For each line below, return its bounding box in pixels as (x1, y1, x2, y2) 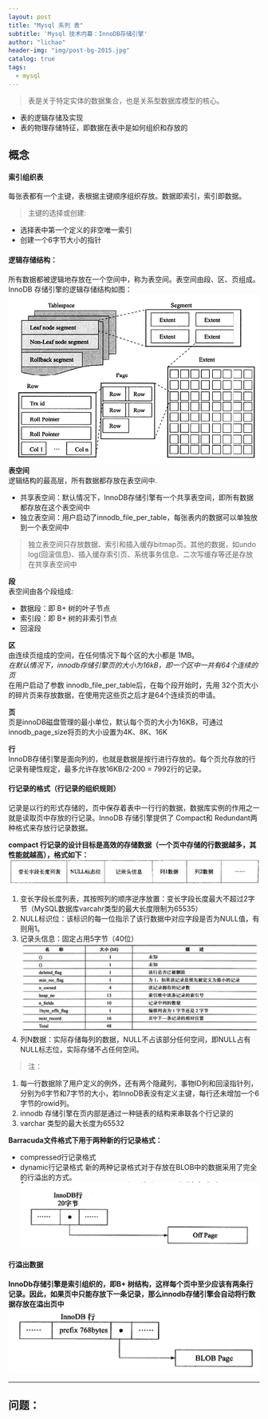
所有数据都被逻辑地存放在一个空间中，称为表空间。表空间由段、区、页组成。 (8, 274, 260, 283)
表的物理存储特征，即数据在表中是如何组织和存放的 (19, 122, 188, 132)
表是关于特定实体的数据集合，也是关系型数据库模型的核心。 (27, 96, 224, 105)
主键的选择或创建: (27, 208, 86, 218)
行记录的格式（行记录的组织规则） (8, 783, 120, 794)
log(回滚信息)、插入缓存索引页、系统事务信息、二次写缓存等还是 (27, 549, 239, 559)
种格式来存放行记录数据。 (8, 822, 93, 832)
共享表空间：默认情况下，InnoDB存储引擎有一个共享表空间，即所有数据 (19, 492, 254, 502)
